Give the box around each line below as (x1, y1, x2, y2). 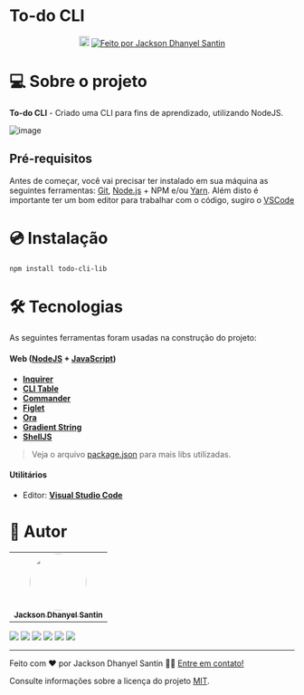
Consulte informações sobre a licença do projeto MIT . (9, 675, 210, 686)
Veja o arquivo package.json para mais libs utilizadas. (31, 449, 232, 459)
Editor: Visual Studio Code (22, 489, 123, 500)
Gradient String (22, 421, 82, 432)
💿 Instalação (9, 227, 109, 248)
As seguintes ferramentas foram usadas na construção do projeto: (9, 333, 257, 343)
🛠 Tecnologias (9, 296, 124, 317)
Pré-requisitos (9, 151, 93, 167)
